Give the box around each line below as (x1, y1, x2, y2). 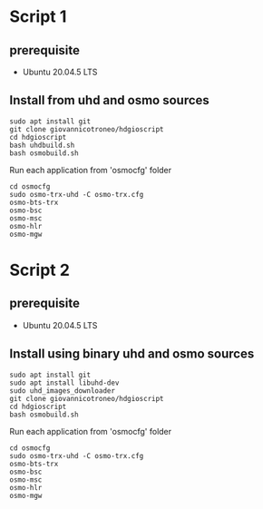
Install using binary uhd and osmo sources (9, 347, 255, 362)
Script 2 (9, 260, 71, 280)
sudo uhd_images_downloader (9, 386, 116, 396)
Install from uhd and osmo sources (9, 93, 210, 108)
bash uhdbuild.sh (9, 141, 75, 150)
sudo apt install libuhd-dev (9, 378, 120, 387)
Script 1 (9, 6, 67, 27)
